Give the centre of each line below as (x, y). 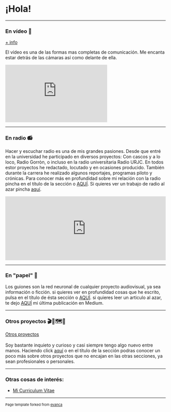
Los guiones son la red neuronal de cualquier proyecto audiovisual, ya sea (83, 286)
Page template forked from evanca (34, 405)
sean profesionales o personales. (40, 361)
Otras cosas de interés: (35, 380)
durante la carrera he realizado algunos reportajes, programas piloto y (79, 173)
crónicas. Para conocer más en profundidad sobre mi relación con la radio (83, 178)
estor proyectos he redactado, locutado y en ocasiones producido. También (85, 167)
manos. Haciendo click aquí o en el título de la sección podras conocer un (83, 351)
